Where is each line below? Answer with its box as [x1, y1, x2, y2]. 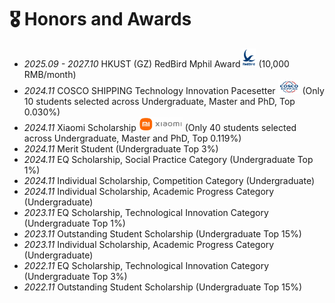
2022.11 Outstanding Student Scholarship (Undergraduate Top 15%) [23, 281, 303, 293]
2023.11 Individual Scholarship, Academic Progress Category [23, 238, 275, 250]
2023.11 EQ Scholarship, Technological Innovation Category [23, 206, 269, 218]
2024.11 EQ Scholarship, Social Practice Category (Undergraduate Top [23, 153, 314, 165]
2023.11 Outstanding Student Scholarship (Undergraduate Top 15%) [23, 227, 302, 240]
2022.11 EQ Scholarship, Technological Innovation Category [23, 259, 270, 271]
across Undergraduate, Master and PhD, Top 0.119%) [23, 132, 242, 144]
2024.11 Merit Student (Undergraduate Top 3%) [23, 142, 219, 155]
